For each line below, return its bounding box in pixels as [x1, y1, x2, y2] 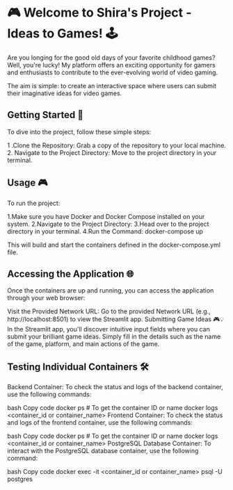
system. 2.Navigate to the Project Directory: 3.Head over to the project [7, 220, 209, 228]
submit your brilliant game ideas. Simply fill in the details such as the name [7, 332, 221, 341]
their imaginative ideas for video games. [7, 89, 122, 97]
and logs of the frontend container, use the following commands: [7, 418, 193, 427]
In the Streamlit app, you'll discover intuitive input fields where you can [7, 325, 210, 334]
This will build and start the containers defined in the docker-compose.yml [7, 240, 221, 249]
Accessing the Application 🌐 [7, 268, 134, 279]
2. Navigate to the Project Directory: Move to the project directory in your [7, 148, 217, 156]
